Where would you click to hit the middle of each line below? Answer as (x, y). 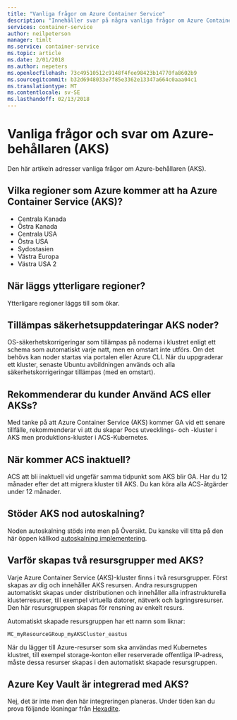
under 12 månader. (35, 492)
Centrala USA (37, 234)
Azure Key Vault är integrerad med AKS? (98, 684)
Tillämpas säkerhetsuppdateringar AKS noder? (113, 325)
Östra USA (33, 241)
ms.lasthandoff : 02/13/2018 (49, 100)
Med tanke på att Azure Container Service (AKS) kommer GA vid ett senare (116, 422)
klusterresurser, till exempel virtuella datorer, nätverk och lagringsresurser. (115, 600)
